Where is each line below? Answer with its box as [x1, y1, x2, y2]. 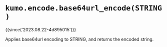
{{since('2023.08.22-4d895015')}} [5, 26, 76, 33]
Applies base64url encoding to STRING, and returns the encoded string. [5, 36, 154, 42]
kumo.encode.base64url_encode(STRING [5, 3, 162, 13]
